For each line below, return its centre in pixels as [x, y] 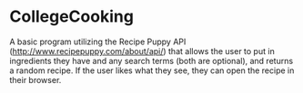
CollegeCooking [72, 17]
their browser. [35, 79]
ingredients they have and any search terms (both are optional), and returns [151, 60]
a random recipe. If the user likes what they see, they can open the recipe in [152, 70]
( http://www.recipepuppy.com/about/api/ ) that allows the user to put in [142, 51]
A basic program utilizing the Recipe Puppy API [98, 42]
